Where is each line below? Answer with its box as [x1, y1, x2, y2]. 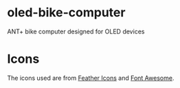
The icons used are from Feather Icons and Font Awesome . [7, 74, 175, 82]
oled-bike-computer [7, 5, 126, 20]
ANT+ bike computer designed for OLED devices [7, 27, 145, 35]
